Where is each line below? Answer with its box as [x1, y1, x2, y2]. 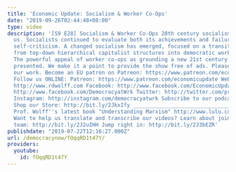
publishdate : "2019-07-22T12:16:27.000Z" [7, 128, 131, 135]
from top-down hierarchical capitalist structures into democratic [13, 50, 216, 57]
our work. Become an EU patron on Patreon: [13, 69, 143, 76]
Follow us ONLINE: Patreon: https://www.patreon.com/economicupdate [13, 75, 218, 83]
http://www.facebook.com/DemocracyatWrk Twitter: [13, 88, 162, 95]
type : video [7, 23, 42, 30]
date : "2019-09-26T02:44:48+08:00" [7, 17, 112, 24]
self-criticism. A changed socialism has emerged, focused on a [13, 43, 206, 50]
